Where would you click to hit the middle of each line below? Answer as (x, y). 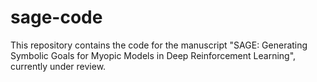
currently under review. (58, 66)
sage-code (56, 17)
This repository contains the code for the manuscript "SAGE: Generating (159, 45)
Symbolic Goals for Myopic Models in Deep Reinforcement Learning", (153, 55)
